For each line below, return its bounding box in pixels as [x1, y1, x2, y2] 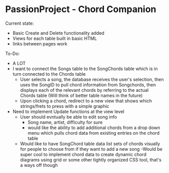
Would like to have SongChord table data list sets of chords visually [20, 140, 160, 147]
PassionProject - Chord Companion [5, 4, 156, 15]
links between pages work [12, 40, 68, 46]
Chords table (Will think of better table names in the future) [20, 92, 143, 98]
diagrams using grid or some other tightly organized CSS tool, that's [20, 156, 161, 162]
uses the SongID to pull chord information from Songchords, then [20, 82, 156, 88]
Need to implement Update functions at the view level [12, 108, 125, 114]
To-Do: [5, 50, 20, 56]
